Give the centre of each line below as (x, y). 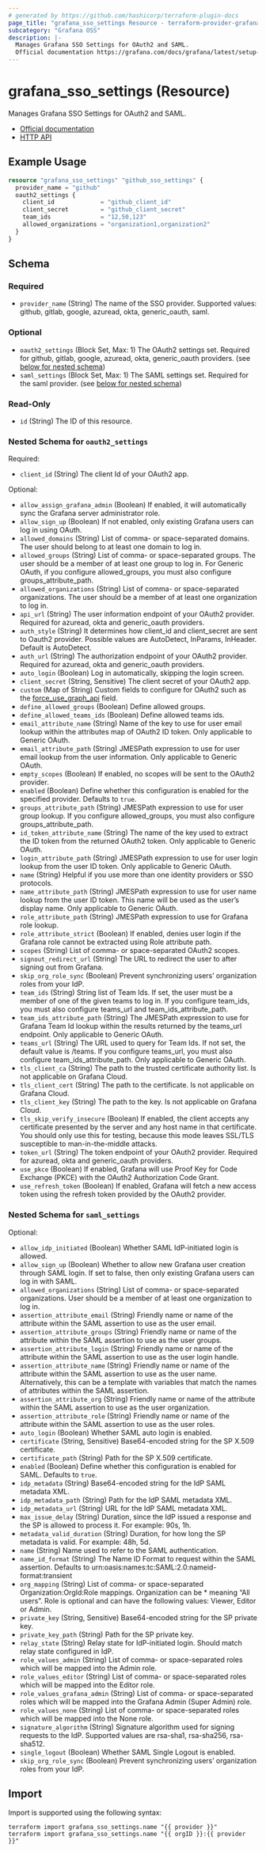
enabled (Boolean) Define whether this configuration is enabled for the (134, 791)
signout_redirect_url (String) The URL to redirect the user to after (128, 959)
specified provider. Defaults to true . (78, 799)
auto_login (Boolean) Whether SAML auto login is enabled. (116, 1433)
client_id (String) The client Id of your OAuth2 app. (104, 474)
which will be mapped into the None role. (87, 1718)
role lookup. (39, 925)
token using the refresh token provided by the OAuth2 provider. (123, 1194)
